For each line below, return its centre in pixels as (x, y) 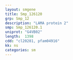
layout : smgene (20, 9)
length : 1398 (19, 37)
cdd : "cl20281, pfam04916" (32, 41)
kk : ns (12, 45)
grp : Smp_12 (17, 18)
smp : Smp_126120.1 (24, 28)
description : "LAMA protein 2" (37, 23)
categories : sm (20, 50)
